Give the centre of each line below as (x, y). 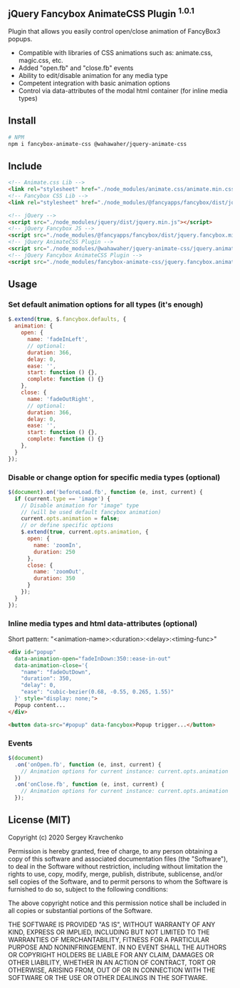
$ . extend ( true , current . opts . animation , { (85, 532)
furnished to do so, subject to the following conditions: (88, 889)
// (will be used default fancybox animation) (91, 512)
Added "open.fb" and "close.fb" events (76, 68)
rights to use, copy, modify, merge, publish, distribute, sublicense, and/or (115, 874)
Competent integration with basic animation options (94, 83)
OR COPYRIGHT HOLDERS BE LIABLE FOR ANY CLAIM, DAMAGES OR (111, 954)
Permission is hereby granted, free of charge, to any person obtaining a (113, 851)
